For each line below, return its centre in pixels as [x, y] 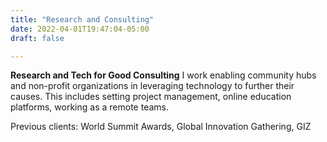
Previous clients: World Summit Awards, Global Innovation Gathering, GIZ [161, 127]
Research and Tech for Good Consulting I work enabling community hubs [163, 75]
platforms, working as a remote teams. [89, 107]
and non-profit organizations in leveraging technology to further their [152, 86]
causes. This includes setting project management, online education [151, 97]
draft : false [37, 38]
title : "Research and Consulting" [82, 19]
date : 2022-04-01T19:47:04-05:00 [80, 29]
